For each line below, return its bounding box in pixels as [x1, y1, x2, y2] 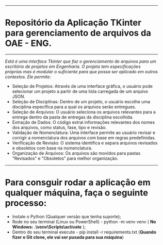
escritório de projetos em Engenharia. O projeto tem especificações [5, 64, 141, 69]
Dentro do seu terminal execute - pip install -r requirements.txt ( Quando [12, 229, 157, 235]
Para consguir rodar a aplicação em [5, 177, 151, 188]
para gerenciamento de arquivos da [5, 28, 151, 39]
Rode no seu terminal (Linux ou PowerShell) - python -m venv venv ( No [12, 219, 156, 225]
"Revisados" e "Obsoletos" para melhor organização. [12, 155, 119, 161]
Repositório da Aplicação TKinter [5, 17, 142, 28]
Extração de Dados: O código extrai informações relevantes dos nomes [12, 119, 155, 125]
